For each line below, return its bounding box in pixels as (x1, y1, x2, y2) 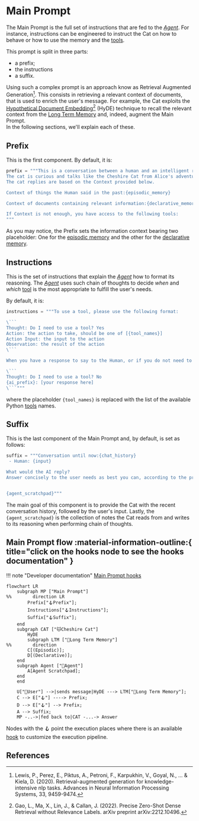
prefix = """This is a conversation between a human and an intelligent (6, 168, 190, 174)
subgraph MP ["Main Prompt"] (17, 588, 89, 595)
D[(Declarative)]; (27, 652, 73, 658)
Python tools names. (6, 402, 56, 409)
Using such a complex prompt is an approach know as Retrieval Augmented (6, 83, 191, 90)
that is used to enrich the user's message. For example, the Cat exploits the (6, 97, 191, 105)
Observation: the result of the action (6, 342, 105, 348)
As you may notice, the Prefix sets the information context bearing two (6, 228, 179, 235)
